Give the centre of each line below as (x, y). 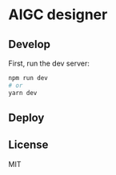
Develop (29, 44)
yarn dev (23, 93)
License (28, 145)
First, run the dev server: (49, 63)
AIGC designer (58, 15)
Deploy (26, 118)
